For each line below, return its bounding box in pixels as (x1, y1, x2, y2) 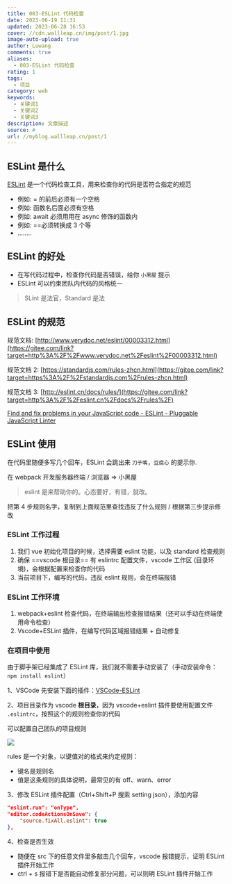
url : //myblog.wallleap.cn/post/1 (7, 133, 108, 140)
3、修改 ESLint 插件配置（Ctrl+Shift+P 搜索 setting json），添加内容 (7, 790, 199, 799)
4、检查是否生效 (7, 837, 54, 845)
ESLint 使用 (7, 439, 56, 450)
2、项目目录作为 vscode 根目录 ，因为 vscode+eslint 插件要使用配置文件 (7, 701, 213, 710)
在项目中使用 (7, 646, 51, 655)
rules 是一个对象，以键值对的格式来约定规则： (7, 752, 139, 761)
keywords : (7, 95, 36, 101)
